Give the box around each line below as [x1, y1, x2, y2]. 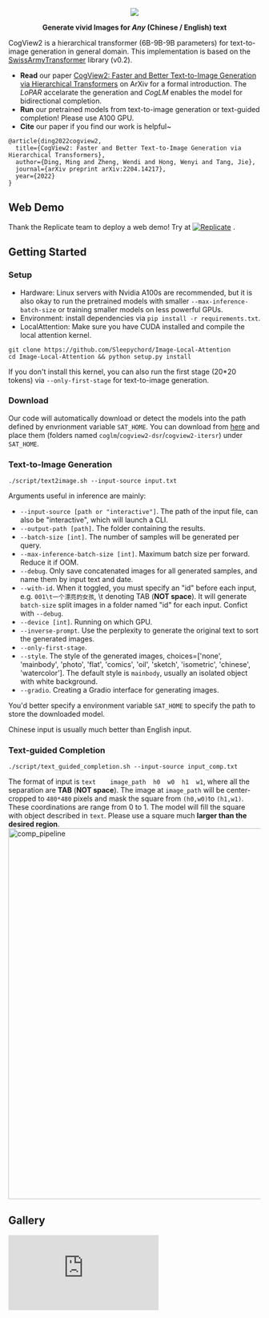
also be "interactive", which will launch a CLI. [19, 515, 168, 524]
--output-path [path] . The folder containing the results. [19, 524, 206, 533]
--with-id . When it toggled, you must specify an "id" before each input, [19, 583, 257, 593]
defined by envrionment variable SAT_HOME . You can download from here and [8, 421, 260, 432]
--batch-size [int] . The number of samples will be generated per [19, 532, 239, 542]
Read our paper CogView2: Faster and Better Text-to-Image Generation [19, 70, 257, 80]
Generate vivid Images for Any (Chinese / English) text [42, 22, 227, 32]
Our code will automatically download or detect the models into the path [8, 413, 247, 423]
